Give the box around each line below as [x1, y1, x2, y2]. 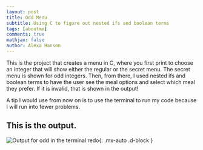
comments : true [6, 31, 45, 37]
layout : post [6, 8, 39, 15]
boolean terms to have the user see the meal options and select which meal [6, 78, 195, 85]
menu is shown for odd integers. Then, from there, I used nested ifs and [6, 72, 186, 79]
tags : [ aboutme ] [6, 25, 47, 32]
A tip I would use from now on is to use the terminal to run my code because [6, 96, 197, 103]
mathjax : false [6, 37, 45, 43]
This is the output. [6, 120, 77, 131]
